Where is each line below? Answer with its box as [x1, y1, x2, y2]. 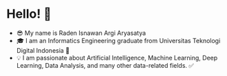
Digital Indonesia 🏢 [16, 46, 70, 54]
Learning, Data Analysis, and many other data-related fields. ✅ [16, 61, 194, 69]
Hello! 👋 [6, 6, 52, 22]
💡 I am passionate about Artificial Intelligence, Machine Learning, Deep [16, 53, 218, 62]
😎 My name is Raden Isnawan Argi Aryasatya [16, 29, 146, 37]
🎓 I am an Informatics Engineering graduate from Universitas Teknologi [16, 36, 221, 45]
